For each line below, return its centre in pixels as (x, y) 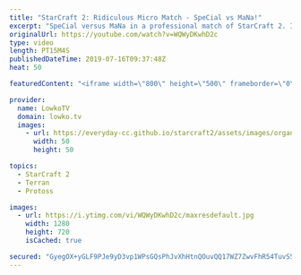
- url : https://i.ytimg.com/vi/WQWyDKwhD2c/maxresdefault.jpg (136, 216)
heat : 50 (26, 68)
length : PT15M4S (39, 51)
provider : (28, 99)
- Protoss (35, 191)
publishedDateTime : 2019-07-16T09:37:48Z (88, 59)
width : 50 (51, 142)
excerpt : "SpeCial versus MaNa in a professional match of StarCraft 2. (148, 26)
